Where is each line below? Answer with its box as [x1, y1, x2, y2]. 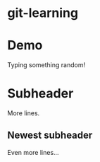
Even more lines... [7, 148, 59, 156]
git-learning [7, 5, 79, 21]
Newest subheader [7, 129, 93, 141]
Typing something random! [7, 61, 86, 69]
